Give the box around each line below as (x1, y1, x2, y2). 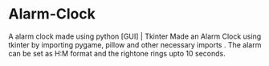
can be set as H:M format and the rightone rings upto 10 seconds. (8, 48, 226, 58)
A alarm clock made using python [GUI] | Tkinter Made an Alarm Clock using (8, 31, 262, 41)
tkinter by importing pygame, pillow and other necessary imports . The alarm (8, 39, 262, 49)
